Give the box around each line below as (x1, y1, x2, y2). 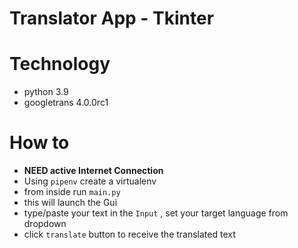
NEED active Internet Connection (23, 165, 164, 177)
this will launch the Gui (23, 197, 118, 209)
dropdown (23, 218, 67, 230)
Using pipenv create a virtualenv (23, 175, 157, 187)
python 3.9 (23, 86, 69, 98)
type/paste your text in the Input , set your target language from (23, 207, 289, 219)
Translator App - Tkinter (9, 7, 215, 30)
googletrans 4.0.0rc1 (23, 97, 109, 109)
